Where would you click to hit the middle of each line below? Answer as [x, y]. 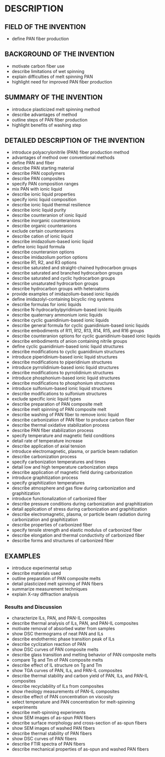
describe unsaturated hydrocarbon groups [55, 283]
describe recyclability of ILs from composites [58, 686]
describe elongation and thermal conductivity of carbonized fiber [78, 535]
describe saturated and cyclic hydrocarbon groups [63, 278]
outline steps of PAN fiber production [49, 120]
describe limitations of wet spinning [48, 71]
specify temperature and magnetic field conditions [63, 436]
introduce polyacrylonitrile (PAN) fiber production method [70, 152]
